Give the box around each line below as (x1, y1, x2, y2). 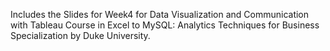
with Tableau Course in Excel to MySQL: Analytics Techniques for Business (10, 19, 320, 31)
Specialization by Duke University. (10, 30, 151, 41)
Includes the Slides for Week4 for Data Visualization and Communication (10, 9, 310, 20)
